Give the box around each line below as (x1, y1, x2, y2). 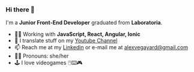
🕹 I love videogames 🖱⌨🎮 (14, 59, 83, 67)
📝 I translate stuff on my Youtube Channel (14, 37, 118, 44)
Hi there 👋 (5, 5, 35, 14)
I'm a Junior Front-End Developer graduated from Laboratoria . (5, 19, 163, 26)
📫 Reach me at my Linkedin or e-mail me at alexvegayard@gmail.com (14, 44, 189, 51)
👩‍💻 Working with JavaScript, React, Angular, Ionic (14, 31, 141, 38)
